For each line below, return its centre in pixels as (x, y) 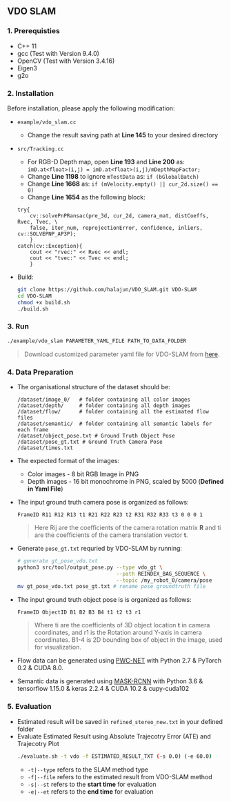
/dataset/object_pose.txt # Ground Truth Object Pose (96, 436)
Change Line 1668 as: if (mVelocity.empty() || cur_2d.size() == (123, 184)
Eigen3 (27, 68)
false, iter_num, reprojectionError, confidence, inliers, (117, 228)
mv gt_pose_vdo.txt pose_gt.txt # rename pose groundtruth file (111, 587)
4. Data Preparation (40, 372)
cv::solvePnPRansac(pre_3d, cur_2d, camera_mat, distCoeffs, (119, 216)
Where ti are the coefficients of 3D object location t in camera (122, 625)
